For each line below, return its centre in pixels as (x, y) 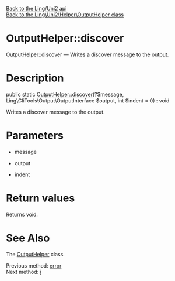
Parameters (35, 136)
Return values (41, 198)
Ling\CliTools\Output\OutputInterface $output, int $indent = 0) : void (88, 100)
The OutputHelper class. (36, 254)
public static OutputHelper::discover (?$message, (65, 94)
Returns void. (22, 214)
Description (35, 78)
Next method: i (24, 272)
